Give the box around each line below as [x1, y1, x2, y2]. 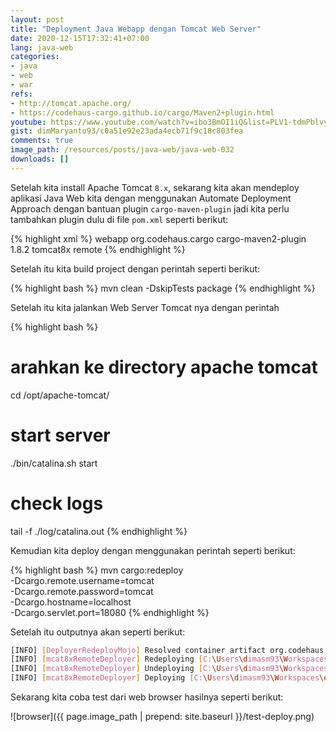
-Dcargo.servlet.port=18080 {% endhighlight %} [10, 606, 210, 618]
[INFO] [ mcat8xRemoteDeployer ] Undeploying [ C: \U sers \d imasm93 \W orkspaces [10, 664, 329, 674]
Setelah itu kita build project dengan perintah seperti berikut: [10, 262, 261, 275]
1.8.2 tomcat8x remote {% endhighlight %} [10, 243, 186, 255]
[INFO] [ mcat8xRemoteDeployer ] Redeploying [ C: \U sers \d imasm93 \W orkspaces [10, 654, 329, 665]
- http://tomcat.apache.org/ [10, 98, 132, 108]
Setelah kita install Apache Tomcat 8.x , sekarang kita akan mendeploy [10, 181, 300, 193]
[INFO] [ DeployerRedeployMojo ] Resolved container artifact [10, 645, 267, 655]
